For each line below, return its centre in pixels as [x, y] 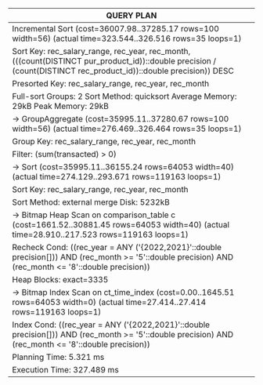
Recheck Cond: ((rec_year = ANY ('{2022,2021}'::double [117, 247]
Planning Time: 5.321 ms [58, 357]
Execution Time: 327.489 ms [65, 370]
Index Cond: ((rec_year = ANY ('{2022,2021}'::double [111, 325]
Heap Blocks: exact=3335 [60, 280]
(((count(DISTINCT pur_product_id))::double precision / [114, 61]
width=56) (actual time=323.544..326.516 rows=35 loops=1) [127, 38]
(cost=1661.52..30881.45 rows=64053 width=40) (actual [121, 225]
